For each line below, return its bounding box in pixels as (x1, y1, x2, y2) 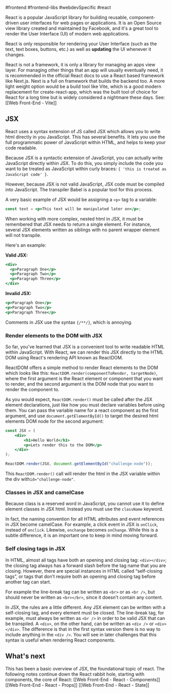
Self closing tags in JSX (5, 545, 66, 552)
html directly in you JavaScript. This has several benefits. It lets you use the (5, 134, 165, 140)
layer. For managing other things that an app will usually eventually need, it (5, 67, 163, 73)
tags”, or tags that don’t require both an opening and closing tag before (5, 573, 156, 579)
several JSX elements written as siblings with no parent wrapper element (5, 226, 160, 233)
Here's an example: (5, 242, 46, 248)
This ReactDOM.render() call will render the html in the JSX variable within (5, 470, 160, 477)
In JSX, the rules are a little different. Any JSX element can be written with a (5, 604, 166, 610)
